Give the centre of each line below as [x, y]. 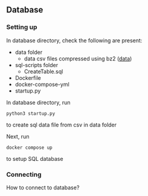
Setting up [22, 27]
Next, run [18, 136]
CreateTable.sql [43, 71]
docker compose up [29, 148]
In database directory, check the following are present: [74, 40]
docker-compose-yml [42, 84]
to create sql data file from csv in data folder [61, 125]
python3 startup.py [31, 113]
